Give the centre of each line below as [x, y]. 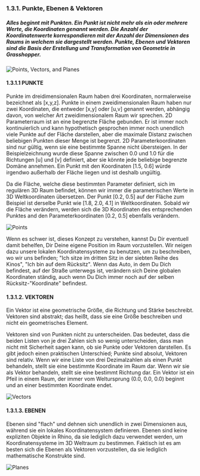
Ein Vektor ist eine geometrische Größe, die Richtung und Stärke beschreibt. [100, 310]
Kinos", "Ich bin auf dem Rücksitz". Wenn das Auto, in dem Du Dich [89, 265]
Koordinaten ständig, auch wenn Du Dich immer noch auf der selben [90, 277]
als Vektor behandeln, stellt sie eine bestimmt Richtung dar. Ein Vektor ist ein [100, 373]
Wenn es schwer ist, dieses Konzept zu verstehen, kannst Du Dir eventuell [98, 239]
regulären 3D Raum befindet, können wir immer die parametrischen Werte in [100, 191]
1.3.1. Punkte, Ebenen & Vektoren [55, 8]
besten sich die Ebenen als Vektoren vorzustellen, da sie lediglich [87, 449]
